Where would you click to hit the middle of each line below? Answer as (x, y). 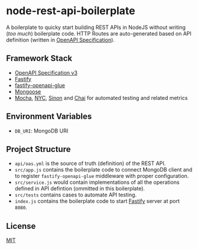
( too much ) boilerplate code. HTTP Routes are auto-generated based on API (99, 33)
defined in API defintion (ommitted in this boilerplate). (80, 189)
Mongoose (28, 91)
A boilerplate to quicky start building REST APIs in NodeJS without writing (96, 27)
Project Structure (38, 149)
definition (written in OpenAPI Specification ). (61, 40)
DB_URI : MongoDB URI (41, 131)
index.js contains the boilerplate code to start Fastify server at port (97, 201)
